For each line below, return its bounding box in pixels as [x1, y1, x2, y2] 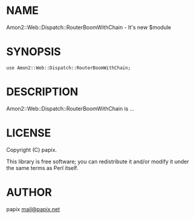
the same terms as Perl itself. [6, 164, 78, 171]
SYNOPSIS [6, 45, 62, 59]
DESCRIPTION [6, 85, 78, 99]
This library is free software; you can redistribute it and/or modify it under [6, 158, 190, 165]
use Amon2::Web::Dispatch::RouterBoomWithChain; [6, 65, 131, 71]
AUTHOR [6, 185, 53, 199]
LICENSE [6, 126, 51, 140]
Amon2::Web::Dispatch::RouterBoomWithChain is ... [6, 105, 135, 112]
